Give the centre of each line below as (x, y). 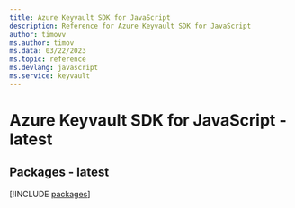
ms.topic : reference (48, 59)
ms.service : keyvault (50, 76)
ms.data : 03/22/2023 (48, 51)
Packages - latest (59, 173)
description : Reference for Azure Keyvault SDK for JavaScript (130, 26)
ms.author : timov (42, 43)
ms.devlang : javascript (54, 68)
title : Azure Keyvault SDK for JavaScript (90, 17)
